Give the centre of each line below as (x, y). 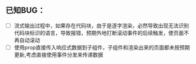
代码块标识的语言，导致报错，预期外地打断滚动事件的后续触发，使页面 (99, 33)
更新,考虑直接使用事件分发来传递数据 (58, 55)
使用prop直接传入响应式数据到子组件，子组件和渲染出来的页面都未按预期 (102, 47)
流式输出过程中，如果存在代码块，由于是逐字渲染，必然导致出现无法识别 (101, 26)
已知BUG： (26, 10)
